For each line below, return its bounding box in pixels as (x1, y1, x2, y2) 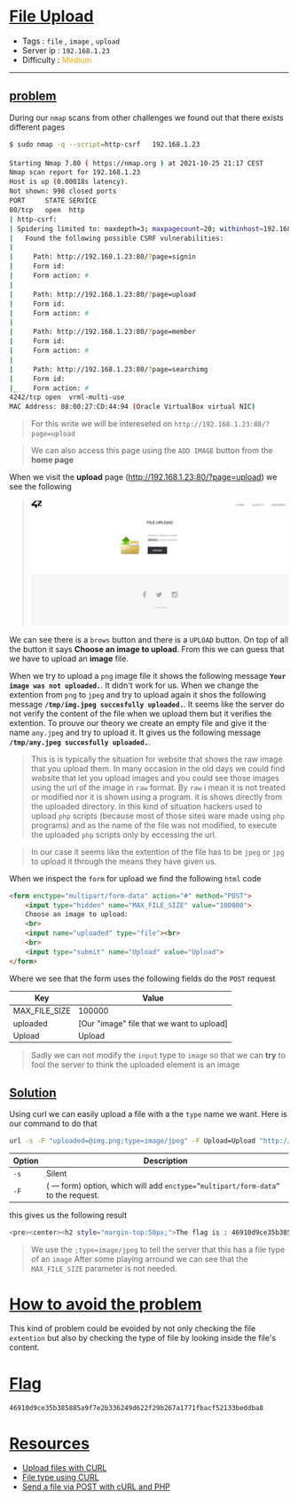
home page (30, 455, 74, 466)
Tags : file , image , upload (21, 36, 120, 46)
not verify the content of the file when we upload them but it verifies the (9, 708, 272, 719)
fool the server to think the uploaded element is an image (30, 1059, 240, 1070)
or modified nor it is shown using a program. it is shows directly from (30, 791, 282, 802)
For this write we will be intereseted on (30, 419, 173, 429)
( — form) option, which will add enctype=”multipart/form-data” (45, 1180, 281, 1192)
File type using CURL (21, 1472, 99, 1483)
